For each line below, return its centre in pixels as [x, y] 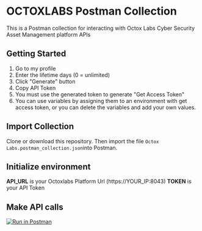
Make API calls [35, 207]
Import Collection [40, 126]
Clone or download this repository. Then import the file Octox [83, 141]
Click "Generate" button [45, 81]
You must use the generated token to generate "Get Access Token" [100, 94]
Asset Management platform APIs [49, 34]
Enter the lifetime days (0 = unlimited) [63, 75]
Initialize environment [49, 167]
